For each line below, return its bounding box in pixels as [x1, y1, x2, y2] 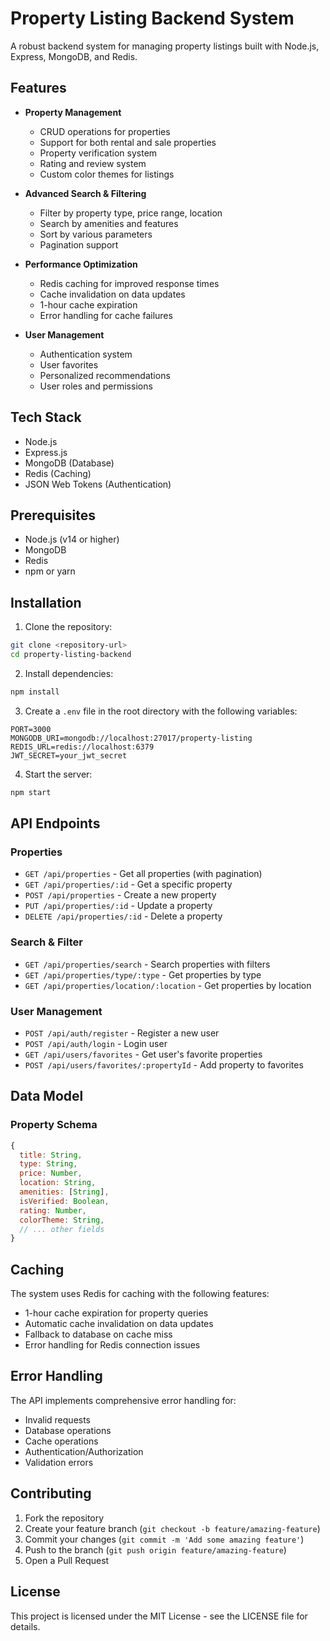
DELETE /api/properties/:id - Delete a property [24, 910, 223, 922]
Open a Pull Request [24, 1554, 110, 1566]
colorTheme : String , [19, 1215, 105, 1225]
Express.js [24, 446, 68, 458]
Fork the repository [24, 1512, 105, 1524]
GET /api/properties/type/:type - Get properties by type [24, 968, 262, 981]
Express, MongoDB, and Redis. [10, 50, 138, 62]
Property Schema [10, 1118, 98, 1132]
